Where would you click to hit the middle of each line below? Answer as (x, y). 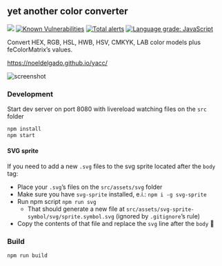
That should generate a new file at (76, 209)
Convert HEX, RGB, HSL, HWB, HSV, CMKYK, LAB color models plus (104, 42)
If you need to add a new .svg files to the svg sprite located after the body (111, 166)
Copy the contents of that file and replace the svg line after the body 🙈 (116, 224)
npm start (21, 135)
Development (30, 94)
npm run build (28, 256)
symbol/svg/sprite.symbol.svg (71, 217)
